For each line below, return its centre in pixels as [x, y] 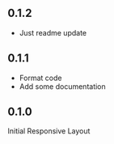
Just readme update [53, 32]
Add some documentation [62, 86]
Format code [40, 78]
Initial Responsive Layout [49, 131]
